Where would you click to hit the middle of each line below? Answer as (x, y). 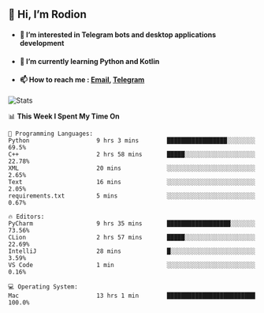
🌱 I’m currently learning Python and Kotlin (89, 61)
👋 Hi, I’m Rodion (47, 15)
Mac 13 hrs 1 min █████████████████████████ (132, 296)
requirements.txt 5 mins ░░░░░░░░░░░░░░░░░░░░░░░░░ (132, 196)
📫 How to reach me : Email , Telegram (82, 80)
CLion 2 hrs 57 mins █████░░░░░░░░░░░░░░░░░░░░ (132, 237)
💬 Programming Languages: (50, 134)
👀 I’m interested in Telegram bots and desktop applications (118, 34)
